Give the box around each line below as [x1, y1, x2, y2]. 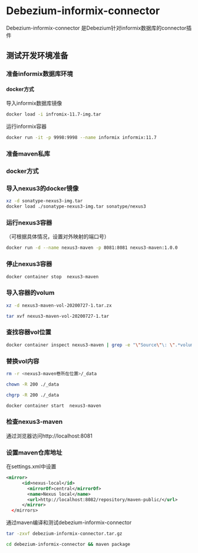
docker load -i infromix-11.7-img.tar [6, 111, 101, 117]
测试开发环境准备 [6, 51, 68, 61]
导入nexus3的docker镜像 [6, 184, 79, 192]
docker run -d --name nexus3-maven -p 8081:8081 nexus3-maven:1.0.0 [6, 245, 178, 251]
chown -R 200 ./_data [6, 381, 60, 387]
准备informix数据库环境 [6, 70, 73, 78]
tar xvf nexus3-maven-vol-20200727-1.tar [6, 313, 110, 319]
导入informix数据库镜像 [6, 100, 62, 107]
